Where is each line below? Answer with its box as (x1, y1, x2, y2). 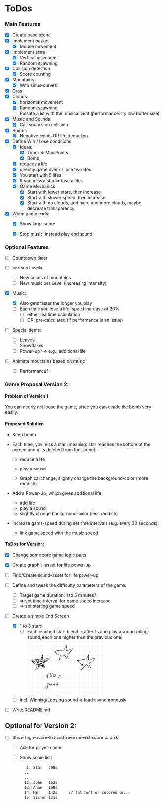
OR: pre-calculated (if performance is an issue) (27, 317, 123, 323)
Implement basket (12, 38, 49, 44)
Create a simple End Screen (12, 613, 69, 619)
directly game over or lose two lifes (19, 166, 91, 172)
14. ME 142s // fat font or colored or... (24, 790, 131, 795)
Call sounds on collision (19, 122, 68, 128)
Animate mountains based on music (12, 358, 85, 364)
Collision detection (12, 66, 50, 71)
